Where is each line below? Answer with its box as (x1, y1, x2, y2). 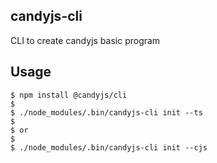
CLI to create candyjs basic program (10, 34, 161, 46)
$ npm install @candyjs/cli (10, 90, 128, 100)
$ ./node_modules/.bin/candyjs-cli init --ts (10, 107, 203, 118)
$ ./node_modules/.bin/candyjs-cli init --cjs (10, 142, 208, 153)
